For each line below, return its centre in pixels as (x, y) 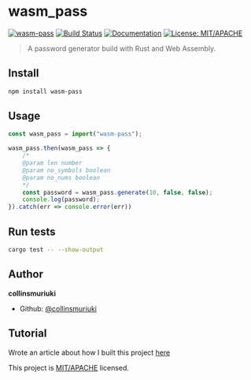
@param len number (52, 163)
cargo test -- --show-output (56, 250)
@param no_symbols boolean (66, 170)
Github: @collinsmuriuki (58, 308)
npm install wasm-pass (45, 91)
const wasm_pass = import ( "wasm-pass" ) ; (76, 134)
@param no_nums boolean (61, 177)
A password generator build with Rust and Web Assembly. (122, 48)
